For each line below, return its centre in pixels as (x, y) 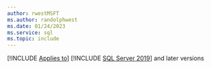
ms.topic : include (33, 39)
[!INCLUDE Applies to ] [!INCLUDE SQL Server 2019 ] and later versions (106, 58)
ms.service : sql (30, 32)
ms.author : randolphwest (42, 20)
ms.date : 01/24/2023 (37, 26)
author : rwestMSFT (33, 13)
